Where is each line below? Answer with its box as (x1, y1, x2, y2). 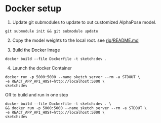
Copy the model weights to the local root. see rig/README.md (12, 37, 139, 43)
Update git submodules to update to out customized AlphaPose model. (12, 19, 157, 25)
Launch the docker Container (12, 65, 72, 71)
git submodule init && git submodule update (5, 29, 98, 33)
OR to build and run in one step (5, 92, 68, 97)
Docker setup (5, 3, 62, 14)
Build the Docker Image (12, 47, 60, 53)
